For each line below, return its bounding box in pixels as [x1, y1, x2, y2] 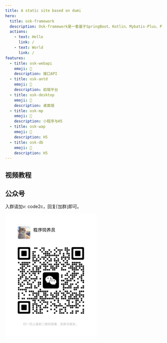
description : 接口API [14, 71, 57, 76]
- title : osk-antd [9, 76, 48, 82]
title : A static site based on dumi [5, 8, 81, 13]
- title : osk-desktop [9, 92, 55, 97]
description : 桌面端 [14, 103, 55, 108]
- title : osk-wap [9, 124, 46, 129]
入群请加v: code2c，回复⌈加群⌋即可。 [5, 203, 82, 209]
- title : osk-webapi [9, 60, 52, 66]
